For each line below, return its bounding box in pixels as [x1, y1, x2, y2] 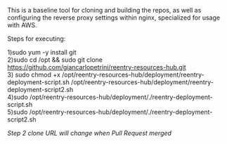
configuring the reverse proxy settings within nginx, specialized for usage [7, 13, 220, 22]
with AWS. [7, 21, 37, 29]
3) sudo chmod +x [7, 70, 61, 79]
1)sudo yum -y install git [7, 48, 77, 56]
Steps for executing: [7, 34, 66, 43]
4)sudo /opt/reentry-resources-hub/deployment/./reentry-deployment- [7, 93, 213, 101]
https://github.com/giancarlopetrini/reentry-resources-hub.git [7, 63, 186, 71]
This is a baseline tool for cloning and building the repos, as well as [7, 6, 202, 14]
